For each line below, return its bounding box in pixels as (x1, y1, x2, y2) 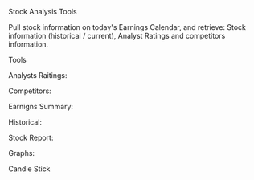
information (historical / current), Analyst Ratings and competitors (8, 31, 226, 40)
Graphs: (8, 149, 35, 157)
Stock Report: (8, 133, 54, 142)
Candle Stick (8, 164, 51, 174)
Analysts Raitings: (8, 71, 68, 80)
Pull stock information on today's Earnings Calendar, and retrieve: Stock (8, 22, 247, 31)
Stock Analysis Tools (8, 7, 78, 16)
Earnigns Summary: (8, 102, 74, 111)
